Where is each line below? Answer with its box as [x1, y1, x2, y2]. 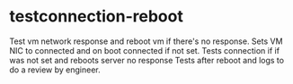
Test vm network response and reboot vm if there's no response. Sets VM [9, 36, 283, 46]
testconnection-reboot [9, 6, 184, 27]
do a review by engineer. [9, 64, 101, 75]
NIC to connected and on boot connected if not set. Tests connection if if [9, 45, 280, 55]
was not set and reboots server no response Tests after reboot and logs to [9, 55, 285, 65]
